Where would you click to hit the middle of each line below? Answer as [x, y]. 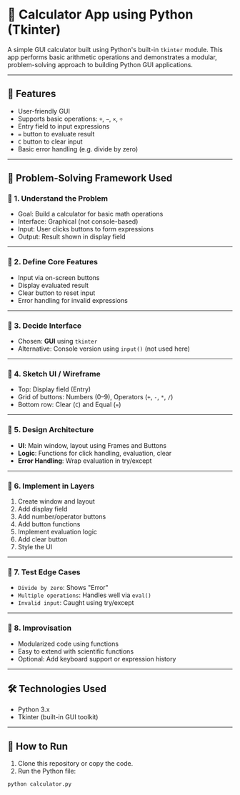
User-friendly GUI [44, 111]
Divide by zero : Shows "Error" [63, 588]
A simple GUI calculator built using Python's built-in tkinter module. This [115, 49]
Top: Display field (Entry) [54, 389]
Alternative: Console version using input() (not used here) [104, 349]
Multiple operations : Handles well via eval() [84, 595]
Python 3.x [34, 709]
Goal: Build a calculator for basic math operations [90, 214]
